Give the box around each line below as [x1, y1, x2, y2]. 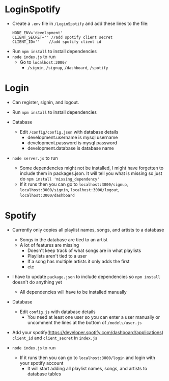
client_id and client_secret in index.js [12, 335, 98, 341]
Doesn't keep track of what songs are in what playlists [27, 247, 141, 253]
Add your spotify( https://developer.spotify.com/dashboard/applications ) [12, 329, 164, 335]
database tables [27, 371, 62, 377]
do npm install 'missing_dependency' [19, 175, 100, 182]
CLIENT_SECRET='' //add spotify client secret [12, 35, 113, 40]
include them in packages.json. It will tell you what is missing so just [19, 170, 162, 176]
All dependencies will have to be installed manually [19, 289, 127, 295]
